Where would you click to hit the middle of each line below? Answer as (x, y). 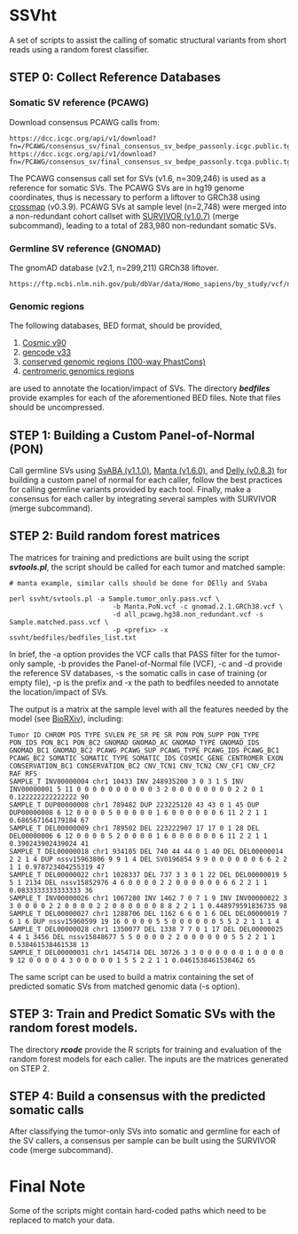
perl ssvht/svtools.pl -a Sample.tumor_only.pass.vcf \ (114, 599)
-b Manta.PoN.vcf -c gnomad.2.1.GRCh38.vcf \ (198, 606)
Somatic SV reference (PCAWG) (79, 103)
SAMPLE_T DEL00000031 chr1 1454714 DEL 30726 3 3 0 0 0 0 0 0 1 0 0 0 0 (146, 952)
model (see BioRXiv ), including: (67, 718)
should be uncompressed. (57, 407)
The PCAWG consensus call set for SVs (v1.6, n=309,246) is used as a (137, 178)
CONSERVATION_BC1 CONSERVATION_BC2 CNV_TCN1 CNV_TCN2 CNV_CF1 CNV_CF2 (142, 766)
